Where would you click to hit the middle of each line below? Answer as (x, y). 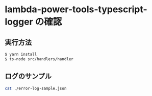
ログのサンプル (28, 76)
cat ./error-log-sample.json (36, 88)
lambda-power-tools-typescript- (76, 9)
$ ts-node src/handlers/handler (39, 59)
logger (19, 22)
